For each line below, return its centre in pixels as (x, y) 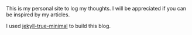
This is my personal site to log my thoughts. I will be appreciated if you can (96, 8)
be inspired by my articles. (38, 15)
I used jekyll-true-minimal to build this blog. (59, 26)
